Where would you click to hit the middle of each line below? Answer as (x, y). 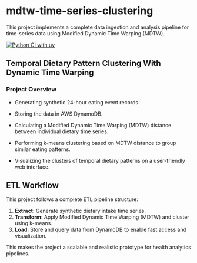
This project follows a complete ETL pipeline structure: (72, 199)
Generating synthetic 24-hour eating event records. (77, 102)
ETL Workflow (32, 185)
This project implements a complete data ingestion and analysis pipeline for (98, 27)
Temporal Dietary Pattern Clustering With (84, 63)
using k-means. (34, 223)
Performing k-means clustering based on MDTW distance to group (95, 143)
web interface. (32, 167)
